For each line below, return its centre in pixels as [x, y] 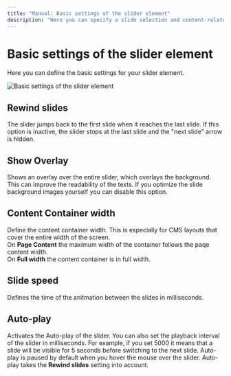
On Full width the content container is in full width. [79, 259]
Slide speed [33, 281]
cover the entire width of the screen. [59, 237]
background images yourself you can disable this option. [88, 192]
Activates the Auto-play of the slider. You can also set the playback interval [113, 335]
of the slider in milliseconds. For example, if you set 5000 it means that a [110, 343]
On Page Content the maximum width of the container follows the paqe [108, 244]
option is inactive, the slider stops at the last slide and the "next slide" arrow [114, 132]
